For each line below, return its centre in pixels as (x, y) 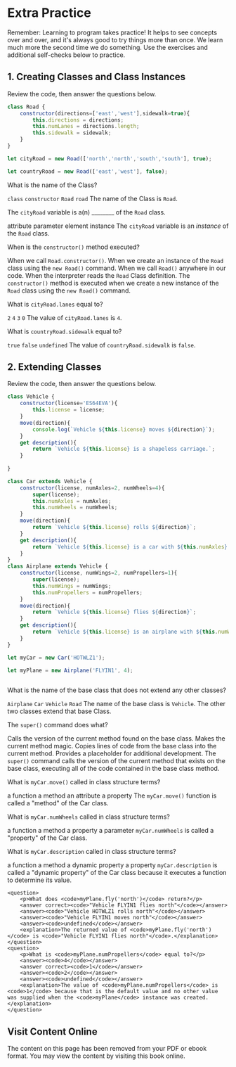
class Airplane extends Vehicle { (58, 567)
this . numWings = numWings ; (72, 586)
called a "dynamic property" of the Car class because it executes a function (117, 873)
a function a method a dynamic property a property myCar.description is (112, 865)
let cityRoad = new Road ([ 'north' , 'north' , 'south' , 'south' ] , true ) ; (110, 159)
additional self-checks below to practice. (66, 55)
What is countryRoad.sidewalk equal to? (65, 331)
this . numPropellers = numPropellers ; (87, 592)
